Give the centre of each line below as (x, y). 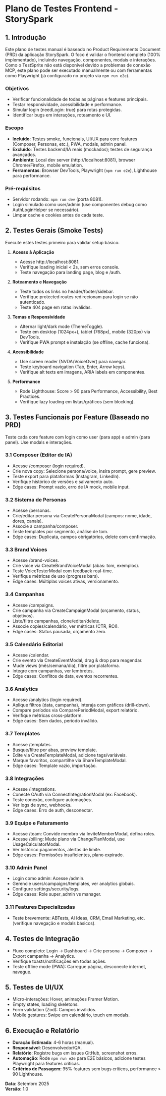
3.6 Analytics (22, 689)
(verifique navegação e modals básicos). (54, 923)
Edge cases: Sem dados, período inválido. (55, 721)
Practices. (30, 396)
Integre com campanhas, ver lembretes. (53, 671)
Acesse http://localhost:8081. (50, 262)
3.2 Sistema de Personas (36, 499)
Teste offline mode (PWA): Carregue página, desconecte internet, (79, 966)
